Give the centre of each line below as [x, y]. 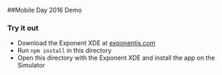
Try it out [23, 28]
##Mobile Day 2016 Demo [45, 10]
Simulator [31, 65]
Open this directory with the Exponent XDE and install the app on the [116, 58]
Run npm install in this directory [64, 51]
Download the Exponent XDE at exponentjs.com [86, 43]
